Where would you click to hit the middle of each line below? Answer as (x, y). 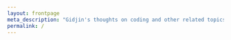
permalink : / (26, 26)
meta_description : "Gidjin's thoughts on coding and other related (106, 20)
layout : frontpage (33, 13)
